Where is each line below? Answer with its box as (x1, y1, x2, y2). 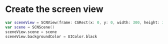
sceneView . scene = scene (5, 29, 57, 34)
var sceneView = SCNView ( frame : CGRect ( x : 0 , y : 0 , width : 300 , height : (5, 20, 160, 25)
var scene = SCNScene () (5, 24, 55, 29)
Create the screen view (5, 3, 103, 15)
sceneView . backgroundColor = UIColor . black (5, 34, 97, 39)
